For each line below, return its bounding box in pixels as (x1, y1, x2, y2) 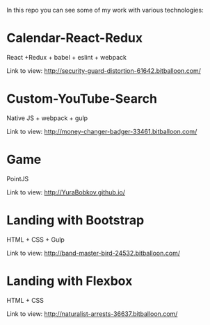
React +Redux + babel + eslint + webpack (6, 53, 127, 61)
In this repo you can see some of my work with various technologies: (6, 6, 204, 14)
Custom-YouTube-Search (6, 91, 158, 107)
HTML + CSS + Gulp (6, 235, 65, 244)
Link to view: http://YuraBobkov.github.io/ (6, 187, 126, 197)
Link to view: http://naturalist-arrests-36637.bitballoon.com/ (6, 309, 178, 318)
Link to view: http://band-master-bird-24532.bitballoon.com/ (6, 249, 180, 257)
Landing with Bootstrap (6, 212, 145, 228)
